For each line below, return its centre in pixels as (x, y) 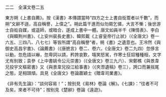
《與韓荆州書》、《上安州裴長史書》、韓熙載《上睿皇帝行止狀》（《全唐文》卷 (80, 36)
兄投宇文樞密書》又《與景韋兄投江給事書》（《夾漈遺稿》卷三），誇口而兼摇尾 (82, 67)
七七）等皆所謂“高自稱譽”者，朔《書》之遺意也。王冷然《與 (100, 42)
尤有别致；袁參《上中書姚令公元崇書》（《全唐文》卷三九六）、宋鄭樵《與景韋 (82, 61)
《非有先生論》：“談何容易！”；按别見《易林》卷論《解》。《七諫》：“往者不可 (82, 83)
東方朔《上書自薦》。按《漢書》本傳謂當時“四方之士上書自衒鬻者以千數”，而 (82, 18)
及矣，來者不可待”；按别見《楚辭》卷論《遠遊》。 (55, 90)
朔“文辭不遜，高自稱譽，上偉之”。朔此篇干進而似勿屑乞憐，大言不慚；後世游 (83, 24)
